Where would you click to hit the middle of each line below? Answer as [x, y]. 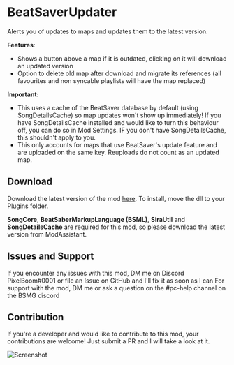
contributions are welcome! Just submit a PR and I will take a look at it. [109, 341]
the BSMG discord [34, 295]
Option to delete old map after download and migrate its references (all [119, 73]
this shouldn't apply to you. [57, 137]
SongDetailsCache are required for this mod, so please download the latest [116, 227]
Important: [23, 94]
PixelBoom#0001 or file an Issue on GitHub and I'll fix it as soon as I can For [116, 281]
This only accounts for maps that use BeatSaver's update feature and [117, 144]
